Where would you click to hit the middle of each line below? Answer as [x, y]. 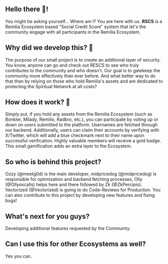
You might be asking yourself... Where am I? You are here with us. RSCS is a [84, 21]
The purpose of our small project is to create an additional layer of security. [83, 60]
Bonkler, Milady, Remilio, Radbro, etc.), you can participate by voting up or [82, 119]
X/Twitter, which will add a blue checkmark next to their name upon [75, 135]
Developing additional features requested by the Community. [68, 228]
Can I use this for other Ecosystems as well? [76, 244]
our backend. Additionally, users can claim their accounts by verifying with [82, 130]
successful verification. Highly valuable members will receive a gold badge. [83, 141]
